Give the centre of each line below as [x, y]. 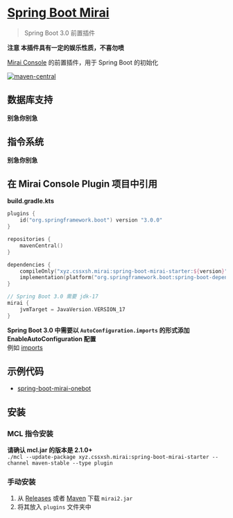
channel [18, 463]
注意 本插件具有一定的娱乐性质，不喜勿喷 [66, 47]
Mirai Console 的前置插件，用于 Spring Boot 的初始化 [83, 62]
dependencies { [29, 265]
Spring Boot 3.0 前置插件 [60, 33]
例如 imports [25, 347]
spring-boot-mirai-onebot [54, 388]
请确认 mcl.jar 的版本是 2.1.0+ [50, 450]
